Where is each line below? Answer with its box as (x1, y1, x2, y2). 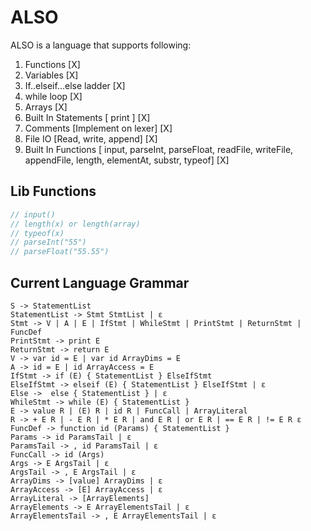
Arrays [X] (24, 101, 68, 113)
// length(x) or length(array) (10, 219, 141, 229)
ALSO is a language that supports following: (10, 39, 192, 51)
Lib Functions (10, 183, 97, 200)
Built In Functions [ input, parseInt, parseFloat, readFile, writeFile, (24, 143, 294, 155)
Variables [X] (24, 69, 79, 81)
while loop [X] (24, 90, 83, 102)
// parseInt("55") (10, 237, 87, 248)
